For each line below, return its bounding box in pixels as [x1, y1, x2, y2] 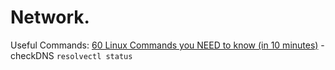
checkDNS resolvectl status [10, 49, 133, 61]
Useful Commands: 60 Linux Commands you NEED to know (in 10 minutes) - [10, 39, 325, 51]
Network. [10, 6, 90, 29]
